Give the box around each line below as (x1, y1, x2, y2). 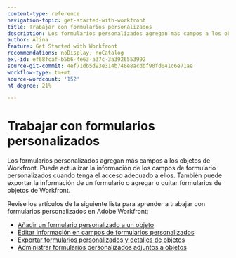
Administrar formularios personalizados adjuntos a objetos (17, 243, 188, 252)
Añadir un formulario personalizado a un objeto (17, 221, 155, 229)
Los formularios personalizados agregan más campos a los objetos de (7, 156, 211, 165)
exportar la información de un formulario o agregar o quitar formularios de (7, 179, 222, 187)
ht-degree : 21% (7, 82, 52, 89)
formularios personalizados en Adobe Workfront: (7, 208, 149, 216)
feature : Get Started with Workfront (7, 43, 118, 50)
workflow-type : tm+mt (7, 69, 71, 76)
